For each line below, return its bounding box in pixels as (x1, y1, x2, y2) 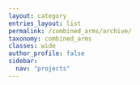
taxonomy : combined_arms (8, 34, 92, 43)
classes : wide (8, 42, 57, 50)
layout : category (8, 11, 67, 20)
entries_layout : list (8, 19, 82, 28)
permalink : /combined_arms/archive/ (8, 27, 132, 35)
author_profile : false (8, 49, 85, 57)
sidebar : (8, 57, 38, 66)
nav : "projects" (15, 65, 70, 73)
